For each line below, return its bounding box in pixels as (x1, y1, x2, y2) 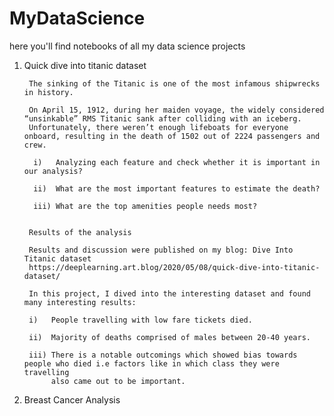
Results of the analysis (28, 227, 132, 237)
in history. (23, 87, 74, 97)
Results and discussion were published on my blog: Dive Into (28, 245, 294, 255)
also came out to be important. (50, 376, 186, 386)
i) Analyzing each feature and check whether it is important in (33, 157, 321, 167)
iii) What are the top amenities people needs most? (33, 201, 258, 211)
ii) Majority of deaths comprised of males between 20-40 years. (28, 332, 311, 342)
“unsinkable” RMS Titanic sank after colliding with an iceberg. (23, 113, 302, 124)
